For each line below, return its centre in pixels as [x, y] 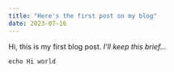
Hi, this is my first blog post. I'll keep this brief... [87, 46]
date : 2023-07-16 [38, 23]
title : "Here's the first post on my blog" [83, 16]
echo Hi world [32, 61]
